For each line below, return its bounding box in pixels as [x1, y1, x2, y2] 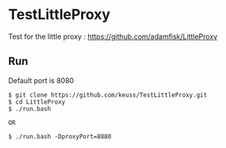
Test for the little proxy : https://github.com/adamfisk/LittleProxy [8, 32, 218, 41]
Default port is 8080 [8, 75, 75, 85]
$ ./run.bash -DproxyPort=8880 [8, 132, 112, 140]
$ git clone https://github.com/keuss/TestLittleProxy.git [8, 91, 208, 99]
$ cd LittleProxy [8, 97, 66, 106]
